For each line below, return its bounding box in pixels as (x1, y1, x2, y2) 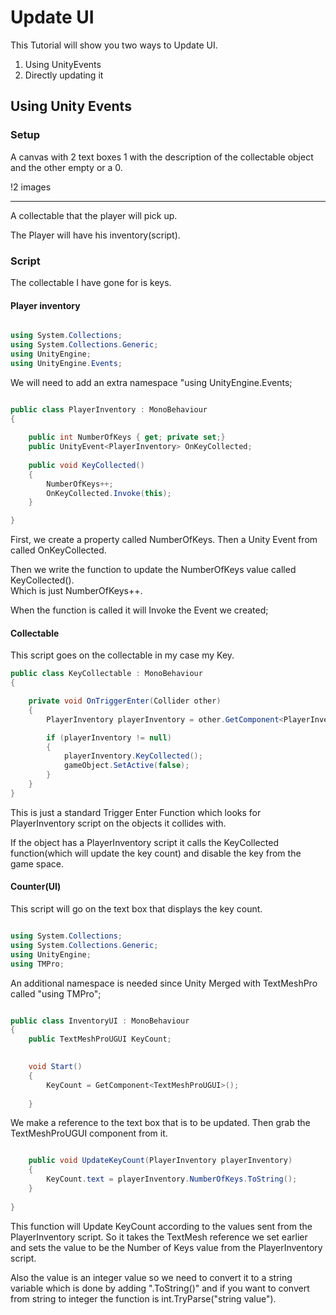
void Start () (28, 1062, 83, 1072)
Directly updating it (24, 69, 104, 81)
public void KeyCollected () (28, 460, 145, 470)
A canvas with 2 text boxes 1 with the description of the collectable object (10, 151, 314, 163)
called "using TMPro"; (10, 987, 102, 1000)
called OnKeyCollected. (10, 544, 107, 556)
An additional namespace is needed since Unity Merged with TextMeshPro (10, 977, 318, 989)
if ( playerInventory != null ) (46, 732, 172, 743)
